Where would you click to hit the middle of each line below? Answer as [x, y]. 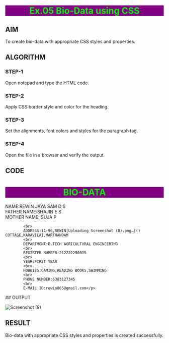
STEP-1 [14, 72]
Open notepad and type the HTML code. [47, 83]
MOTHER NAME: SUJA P [31, 217]
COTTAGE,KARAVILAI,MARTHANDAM [37, 235]
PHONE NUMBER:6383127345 [49, 279]
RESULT [18, 323]
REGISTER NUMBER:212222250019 [55, 253]
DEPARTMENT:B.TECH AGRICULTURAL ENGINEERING [71, 244]
